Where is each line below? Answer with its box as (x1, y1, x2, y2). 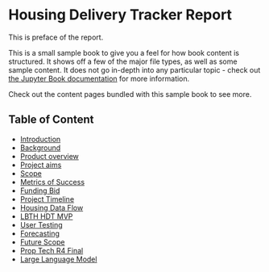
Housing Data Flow (19, 203, 84, 212)
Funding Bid (19, 186, 60, 195)
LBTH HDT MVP (19, 211, 73, 221)
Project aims (19, 160, 62, 169)
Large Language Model (19, 254, 97, 264)
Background (19, 143, 61, 153)
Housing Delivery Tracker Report (8, 6, 232, 24)
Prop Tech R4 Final (19, 245, 84, 255)
